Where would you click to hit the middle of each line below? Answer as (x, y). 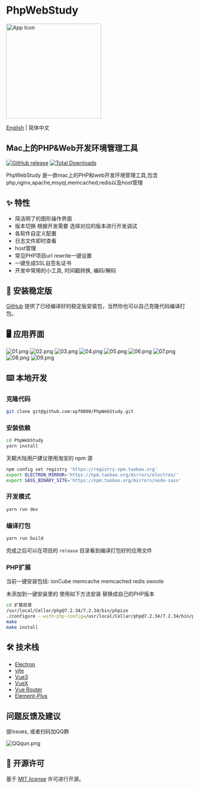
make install (22, 627)
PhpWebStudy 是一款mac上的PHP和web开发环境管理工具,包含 (82, 175)
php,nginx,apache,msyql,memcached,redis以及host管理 (75, 182)
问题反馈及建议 (33, 716)
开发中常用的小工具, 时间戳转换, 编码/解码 (65, 270)
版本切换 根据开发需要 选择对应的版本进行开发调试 (76, 225)
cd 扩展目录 (19, 605)
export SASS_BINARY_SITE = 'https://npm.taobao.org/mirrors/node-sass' (94, 480)
